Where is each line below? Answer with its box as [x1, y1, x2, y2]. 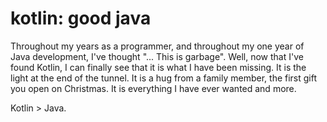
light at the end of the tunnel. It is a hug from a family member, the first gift [10, 72, 318, 84]
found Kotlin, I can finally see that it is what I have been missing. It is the [10, 61, 307, 73]
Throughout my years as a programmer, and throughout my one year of [10, 40, 305, 52]
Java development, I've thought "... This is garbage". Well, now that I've [10, 50, 304, 62]
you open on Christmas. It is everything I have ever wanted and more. [10, 82, 297, 94]
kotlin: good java [10, 7, 152, 30]
